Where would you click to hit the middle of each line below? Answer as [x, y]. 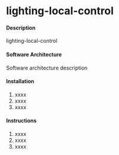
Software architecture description [47, 68]
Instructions [22, 121]
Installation [20, 81]
